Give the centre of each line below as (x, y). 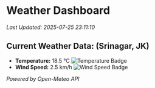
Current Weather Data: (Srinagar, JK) (78, 46)
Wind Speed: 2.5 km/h (43, 67)
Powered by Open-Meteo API (43, 78)
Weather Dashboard (58, 11)
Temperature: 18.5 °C (42, 60)
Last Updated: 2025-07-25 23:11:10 (51, 27)
